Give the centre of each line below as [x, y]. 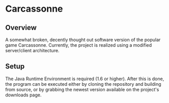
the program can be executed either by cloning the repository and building [83, 84]
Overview [21, 28]
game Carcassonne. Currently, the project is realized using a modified [79, 45]
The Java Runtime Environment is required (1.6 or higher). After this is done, [85, 79]
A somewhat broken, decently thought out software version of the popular [83, 40]
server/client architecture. [32, 50]
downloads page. [23, 95]
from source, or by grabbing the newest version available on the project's [82, 89]
